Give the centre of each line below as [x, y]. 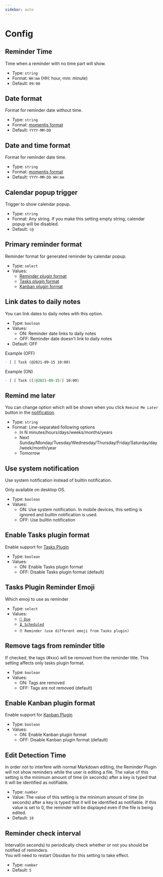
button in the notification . [30, 412]
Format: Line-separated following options [54, 427]
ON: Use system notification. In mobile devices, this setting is [81, 510]
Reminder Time [29, 52]
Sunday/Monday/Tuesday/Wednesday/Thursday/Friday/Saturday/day [88, 443]
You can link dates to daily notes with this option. [54, 313]
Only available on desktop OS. [35, 490]
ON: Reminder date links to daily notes [58, 333]
